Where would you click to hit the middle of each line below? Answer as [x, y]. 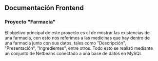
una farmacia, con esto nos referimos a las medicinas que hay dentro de [77, 38]
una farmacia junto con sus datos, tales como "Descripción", [65, 43]
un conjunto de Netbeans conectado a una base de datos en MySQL [73, 53]
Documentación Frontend [44, 8]
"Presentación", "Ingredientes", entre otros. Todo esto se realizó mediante [79, 48]
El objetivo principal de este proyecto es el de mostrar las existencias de [77, 32]
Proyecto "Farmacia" [30, 22]
